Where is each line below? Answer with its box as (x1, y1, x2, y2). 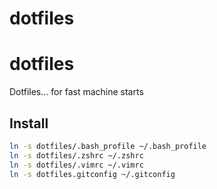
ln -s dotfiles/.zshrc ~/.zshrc (9, 150, 144, 161)
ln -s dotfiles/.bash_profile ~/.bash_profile (9, 141, 207, 151)
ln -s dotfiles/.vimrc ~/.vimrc (9, 160, 144, 170)
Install (9, 115, 49, 132)
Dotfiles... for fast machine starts (9, 86, 144, 98)
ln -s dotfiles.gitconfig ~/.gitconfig (9, 169, 176, 179)
